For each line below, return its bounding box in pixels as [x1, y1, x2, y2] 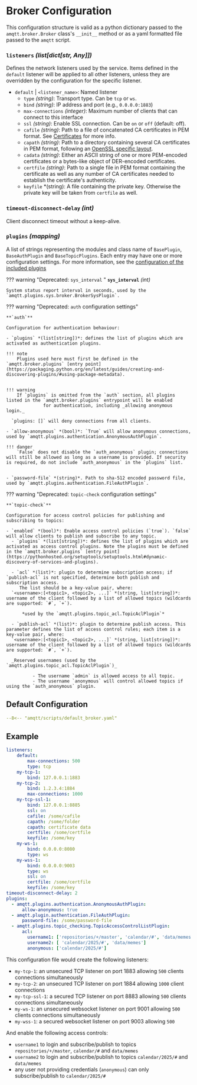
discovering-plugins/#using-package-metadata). [6, 371, 126, 377]
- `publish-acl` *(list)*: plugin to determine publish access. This [11, 621, 186, 627]
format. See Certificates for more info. [23, 133, 116, 140]
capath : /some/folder [27, 819, 81, 825]
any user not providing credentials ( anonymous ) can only [14, 1065, 149, 1073]
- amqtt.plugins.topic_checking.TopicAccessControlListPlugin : [11, 923, 170, 929]
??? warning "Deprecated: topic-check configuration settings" [6, 490, 157, 498]
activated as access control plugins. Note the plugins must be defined [6, 543, 189, 549]
